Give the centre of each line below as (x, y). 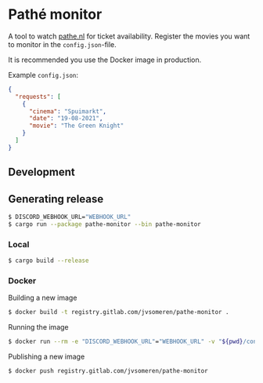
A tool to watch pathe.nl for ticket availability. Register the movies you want (129, 36)
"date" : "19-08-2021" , (66, 119)
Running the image (38, 327)
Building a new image (43, 298)
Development (42, 172)
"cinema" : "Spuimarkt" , (68, 111)
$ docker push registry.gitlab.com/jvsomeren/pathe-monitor (108, 370)
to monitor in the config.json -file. (63, 44)
